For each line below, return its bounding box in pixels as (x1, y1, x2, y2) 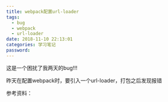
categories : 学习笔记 (6, 42, 56, 48)
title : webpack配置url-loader (6, 8, 79, 15)
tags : (6, 14, 20, 20)
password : (6, 47, 31, 53)
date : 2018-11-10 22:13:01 (6, 36, 73, 42)
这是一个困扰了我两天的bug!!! (6, 64, 78, 71)
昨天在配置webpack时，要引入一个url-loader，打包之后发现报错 (6, 76, 162, 84)
